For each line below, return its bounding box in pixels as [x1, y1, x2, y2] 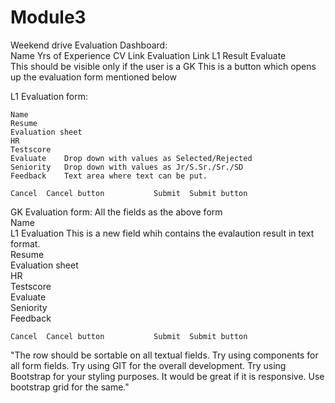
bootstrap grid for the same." [10, 381, 130, 393]
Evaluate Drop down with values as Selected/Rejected [10, 153, 253, 163]
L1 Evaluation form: [10, 90, 89, 102]
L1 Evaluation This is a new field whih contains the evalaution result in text [10, 227, 315, 239]
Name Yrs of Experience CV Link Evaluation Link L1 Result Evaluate [10, 49, 287, 61]
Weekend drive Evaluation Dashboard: [10, 39, 168, 51]
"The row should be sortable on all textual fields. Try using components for [10, 349, 319, 361]
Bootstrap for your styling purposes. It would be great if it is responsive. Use [10, 370, 325, 382]
